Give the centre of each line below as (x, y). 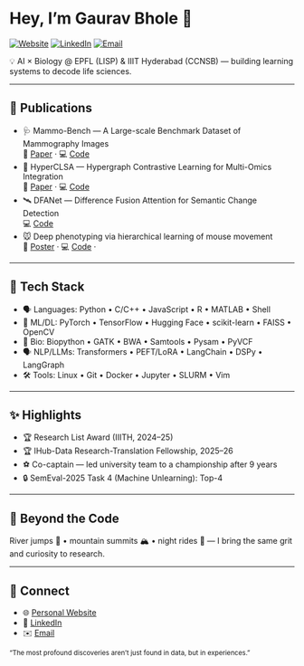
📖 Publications (51, 108)
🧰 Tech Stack (47, 287)
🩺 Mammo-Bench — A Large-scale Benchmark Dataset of (132, 130)
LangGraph (43, 365)
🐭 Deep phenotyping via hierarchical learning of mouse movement (147, 236)
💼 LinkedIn (42, 623)
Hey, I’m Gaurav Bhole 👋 (101, 19)
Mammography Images (66, 143)
